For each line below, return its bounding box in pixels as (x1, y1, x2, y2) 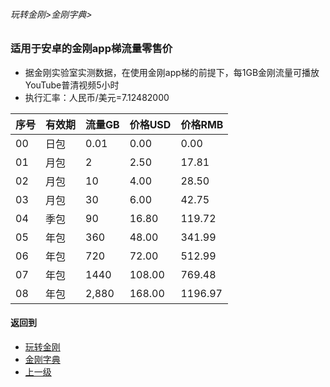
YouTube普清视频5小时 (24, 79, 120, 91)
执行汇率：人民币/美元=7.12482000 (24, 91, 170, 103)
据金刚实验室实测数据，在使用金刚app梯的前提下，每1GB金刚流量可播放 (24, 66, 320, 78)
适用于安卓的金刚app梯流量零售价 (10, 42, 173, 56)
